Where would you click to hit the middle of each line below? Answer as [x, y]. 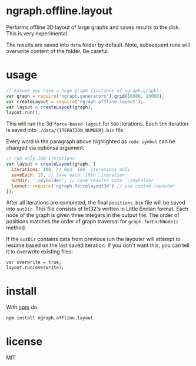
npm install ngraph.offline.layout [50, 318]
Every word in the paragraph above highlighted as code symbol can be [91, 141]
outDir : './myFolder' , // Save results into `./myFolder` [84, 180]
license [24, 342]
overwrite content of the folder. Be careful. [58, 51]
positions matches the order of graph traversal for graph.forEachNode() [92, 222]
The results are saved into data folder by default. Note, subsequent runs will [98, 45]
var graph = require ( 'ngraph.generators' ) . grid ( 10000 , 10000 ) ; [85, 96]
